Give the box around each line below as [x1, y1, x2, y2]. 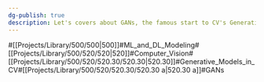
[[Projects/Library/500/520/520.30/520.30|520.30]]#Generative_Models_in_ [8, 56, 255, 66]
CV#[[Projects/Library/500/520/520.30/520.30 [8, 65, 160, 74]
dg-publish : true [8, 11, 65, 20]
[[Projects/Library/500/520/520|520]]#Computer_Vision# [8, 48, 194, 58]
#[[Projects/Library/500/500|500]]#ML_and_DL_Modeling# [8, 40, 200, 49]
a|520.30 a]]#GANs [161, 65, 225, 74]
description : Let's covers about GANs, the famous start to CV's [8, 19, 226, 27]
